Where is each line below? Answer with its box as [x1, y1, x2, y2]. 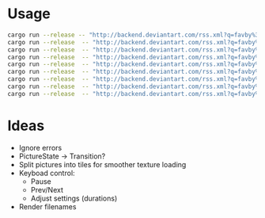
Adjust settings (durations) [30, 193, 118, 203]
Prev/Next [30, 185, 64, 194]
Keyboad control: [18, 168, 76, 178]
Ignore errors [18, 143, 62, 152]
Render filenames [18, 201, 77, 211]
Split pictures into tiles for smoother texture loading [18, 159, 187, 169]
